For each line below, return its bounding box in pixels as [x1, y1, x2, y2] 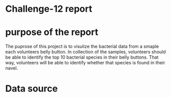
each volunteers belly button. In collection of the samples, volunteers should [5, 49, 166, 55]
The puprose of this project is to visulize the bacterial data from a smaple [5, 43, 159, 50]
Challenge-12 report [5, 3, 92, 15]
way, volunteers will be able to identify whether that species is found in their [5, 60, 165, 66]
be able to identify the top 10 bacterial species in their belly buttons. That [5, 54, 159, 60]
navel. [5, 65, 18, 71]
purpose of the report [5, 27, 99, 38]
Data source [5, 83, 58, 94]
